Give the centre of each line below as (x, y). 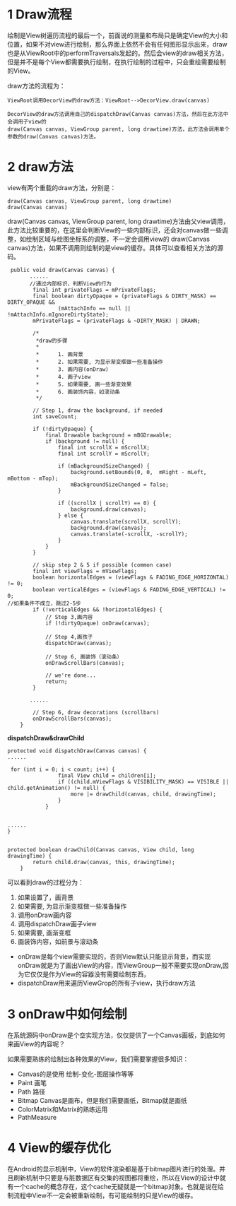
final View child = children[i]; (107, 775)
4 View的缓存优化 (59, 1148)
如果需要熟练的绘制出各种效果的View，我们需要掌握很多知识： (98, 1059)
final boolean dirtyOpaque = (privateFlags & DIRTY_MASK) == (125, 296)
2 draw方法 (40, 167)
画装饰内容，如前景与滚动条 (58, 941)
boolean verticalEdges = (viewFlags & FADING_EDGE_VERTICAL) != (129, 590)
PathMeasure (37, 1117)
